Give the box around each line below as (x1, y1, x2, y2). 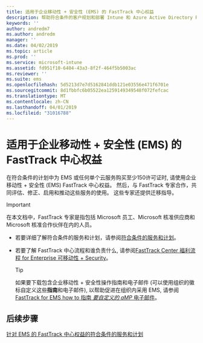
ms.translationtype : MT (6, 93, 66, 99)
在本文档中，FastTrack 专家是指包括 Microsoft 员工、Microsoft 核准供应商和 (6, 214, 195, 221)
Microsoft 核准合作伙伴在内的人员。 (6, 221, 95, 228)
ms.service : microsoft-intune (6, 59, 83, 65)
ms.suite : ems (6, 76, 42, 82)
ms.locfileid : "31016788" (6, 110, 71, 116)
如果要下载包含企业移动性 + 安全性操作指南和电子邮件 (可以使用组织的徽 (14, 279, 195, 286)
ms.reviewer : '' (6, 71, 47, 77)
